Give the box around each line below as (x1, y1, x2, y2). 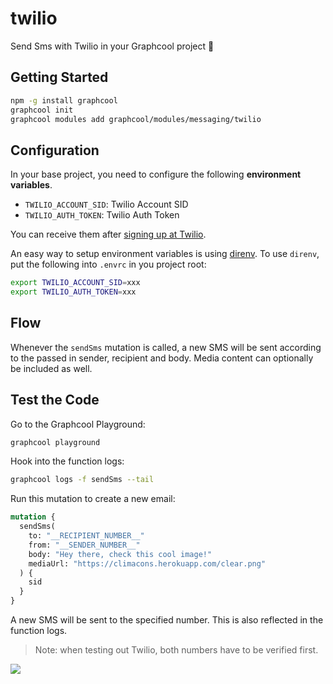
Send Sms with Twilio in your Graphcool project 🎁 (10, 40, 215, 52)
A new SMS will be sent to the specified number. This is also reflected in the (10, 614, 324, 626)
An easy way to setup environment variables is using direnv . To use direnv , (10, 248, 320, 260)
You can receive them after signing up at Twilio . (10, 228, 207, 241)
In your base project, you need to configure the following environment (10, 168, 302, 181)
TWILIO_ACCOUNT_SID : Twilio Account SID (24, 198, 189, 211)
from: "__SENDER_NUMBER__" (28, 540, 141, 550)
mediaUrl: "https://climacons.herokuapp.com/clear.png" (28, 558, 267, 569)
